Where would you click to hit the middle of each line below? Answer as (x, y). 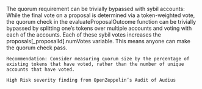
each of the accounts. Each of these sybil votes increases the (84, 35)
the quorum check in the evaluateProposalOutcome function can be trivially (101, 22)
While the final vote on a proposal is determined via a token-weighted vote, (101, 15)
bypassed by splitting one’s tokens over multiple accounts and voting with (99, 28)
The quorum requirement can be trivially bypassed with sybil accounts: (96, 9)
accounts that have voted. (41, 69)
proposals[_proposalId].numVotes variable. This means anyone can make (99, 41)
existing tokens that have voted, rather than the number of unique (95, 64)
